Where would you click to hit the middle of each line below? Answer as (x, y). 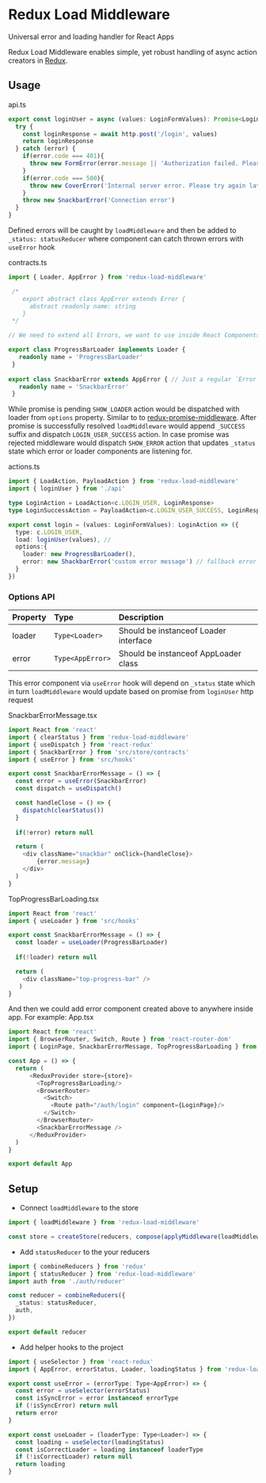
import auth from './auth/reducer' (67, 1281)
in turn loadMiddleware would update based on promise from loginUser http (131, 692)
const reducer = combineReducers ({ (67, 1296)
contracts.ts (28, 263)
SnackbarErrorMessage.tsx (53, 716)
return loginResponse (58, 141)
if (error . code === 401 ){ (63, 156)
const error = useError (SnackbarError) (81, 781)
